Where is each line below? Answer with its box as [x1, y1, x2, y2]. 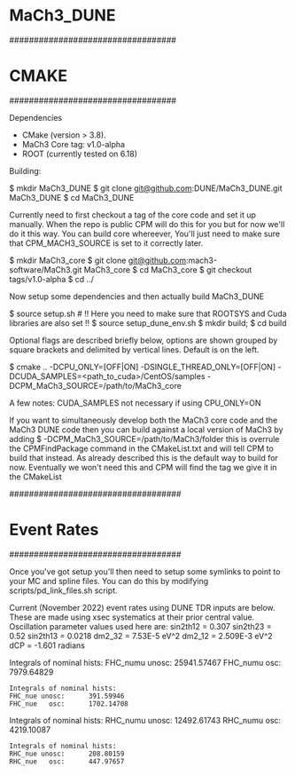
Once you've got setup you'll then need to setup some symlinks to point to [9, 565, 281, 577]
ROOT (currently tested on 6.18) [21, 148, 138, 159]
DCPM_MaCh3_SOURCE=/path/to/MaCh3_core [9, 380, 182, 391]
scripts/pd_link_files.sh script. [9, 585, 118, 596]
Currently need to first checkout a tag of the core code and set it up [9, 210, 257, 220]
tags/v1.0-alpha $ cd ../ [9, 273, 95, 284]
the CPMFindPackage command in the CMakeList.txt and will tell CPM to [9, 443, 275, 454]
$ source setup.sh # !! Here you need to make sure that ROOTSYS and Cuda [9, 308, 287, 319]
